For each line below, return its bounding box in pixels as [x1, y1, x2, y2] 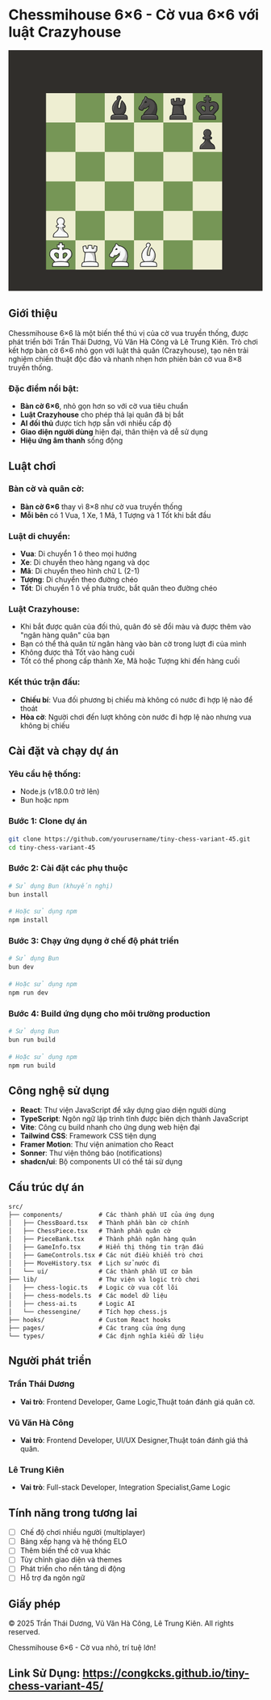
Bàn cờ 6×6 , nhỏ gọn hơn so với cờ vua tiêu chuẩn [19, 401, 189, 411]
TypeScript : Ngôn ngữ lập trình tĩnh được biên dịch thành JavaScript [19, 1114, 248, 1124]
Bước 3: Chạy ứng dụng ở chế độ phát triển [8, 935, 179, 947]
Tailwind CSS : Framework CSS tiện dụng [19, 1131, 157, 1141]
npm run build [8, 1062, 56, 1070]
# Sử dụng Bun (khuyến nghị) [8, 882, 114, 890]
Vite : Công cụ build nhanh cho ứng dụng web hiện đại [19, 1122, 200, 1132]
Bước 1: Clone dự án [8, 816, 87, 827]
